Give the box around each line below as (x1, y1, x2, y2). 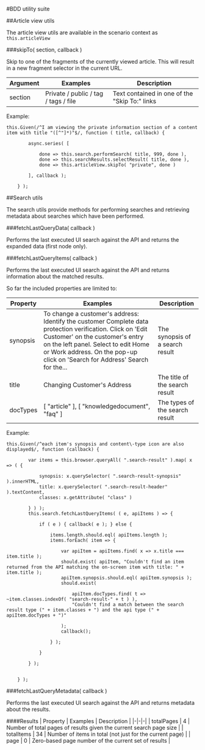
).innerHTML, (6, 478, 40, 485)
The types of (157, 398, 195, 406)
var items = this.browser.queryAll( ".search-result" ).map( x (28, 457, 192, 463)
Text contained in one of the (112, 89, 193, 97)
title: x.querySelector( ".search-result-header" (38, 484, 168, 490)
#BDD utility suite (6, 6, 50, 12)
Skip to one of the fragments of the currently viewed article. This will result (6, 58, 195, 65)
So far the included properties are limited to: (6, 284, 117, 292)
